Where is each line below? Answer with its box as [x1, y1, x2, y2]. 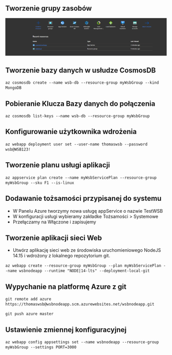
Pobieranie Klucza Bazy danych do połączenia [5, 99, 156, 108]
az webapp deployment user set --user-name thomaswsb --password [5, 141, 147, 147]
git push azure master [5, 311, 54, 316]
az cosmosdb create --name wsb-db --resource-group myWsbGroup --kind [5, 80, 159, 85]
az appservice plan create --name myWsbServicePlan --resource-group [5, 175, 157, 180]
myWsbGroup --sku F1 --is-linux [5, 180, 74, 185]
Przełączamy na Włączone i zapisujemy [12, 218, 96, 225]
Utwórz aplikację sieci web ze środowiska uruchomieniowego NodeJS [12, 247, 161, 253]
